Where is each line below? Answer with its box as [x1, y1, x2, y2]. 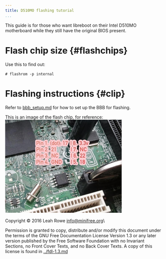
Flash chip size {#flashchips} [5, 45, 128, 56]
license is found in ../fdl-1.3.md [5, 248, 68, 254]
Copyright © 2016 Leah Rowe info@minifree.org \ [5, 217, 105, 223]
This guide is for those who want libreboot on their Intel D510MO [5, 22, 137, 28]
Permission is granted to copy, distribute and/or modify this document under [5, 227, 162, 233]
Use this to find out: [5, 61, 46, 67]
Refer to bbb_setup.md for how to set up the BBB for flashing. [5, 104, 131, 110]
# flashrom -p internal [5, 71, 55, 76]
